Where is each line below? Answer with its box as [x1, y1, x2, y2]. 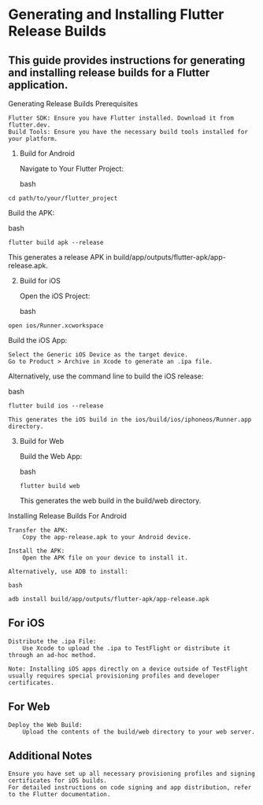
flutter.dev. [8, 121, 51, 129]
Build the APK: [8, 209, 55, 217]
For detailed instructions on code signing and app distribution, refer [8, 784, 252, 792]
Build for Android [19, 149, 75, 158]
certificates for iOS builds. [8, 777, 108, 785]
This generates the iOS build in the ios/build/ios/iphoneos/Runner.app [8, 415, 252, 423]
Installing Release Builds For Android [8, 511, 128, 520]
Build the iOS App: [8, 336, 68, 345]
